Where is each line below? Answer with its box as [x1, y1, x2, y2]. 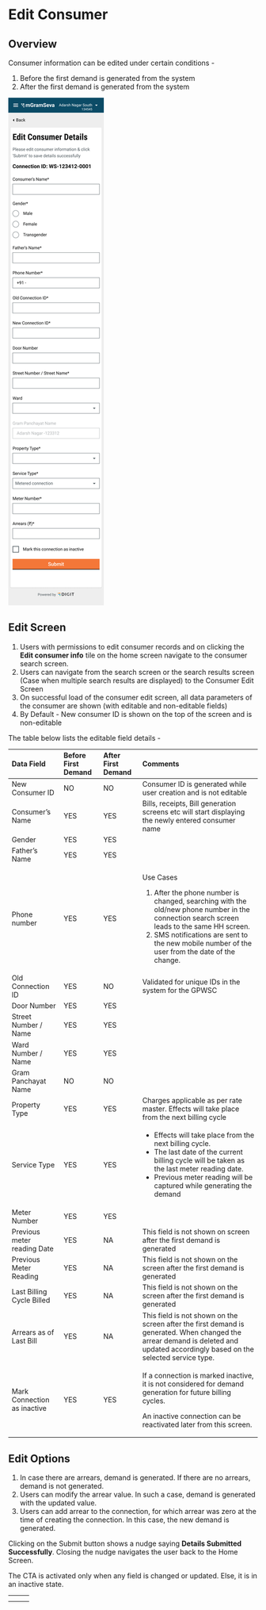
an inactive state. [8, 1580, 64, 1589]
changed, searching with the [154, 896, 247, 906]
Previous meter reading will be [154, 1172, 253, 1183]
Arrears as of [11, 1327, 55, 1337]
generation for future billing [142, 1387, 232, 1397]
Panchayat [11, 1076, 47, 1086]
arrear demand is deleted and [142, 1336, 239, 1345]
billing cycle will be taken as [154, 1156, 245, 1165]
